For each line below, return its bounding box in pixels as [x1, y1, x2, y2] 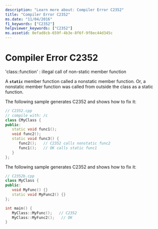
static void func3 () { [11, 136, 59, 141]
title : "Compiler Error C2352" [5, 12, 70, 17]
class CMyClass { [5, 117, 41, 122]
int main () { [5, 205, 32, 210]
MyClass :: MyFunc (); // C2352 [11, 210, 77, 215]
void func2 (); [11, 131, 41, 136]
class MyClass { [5, 178, 39, 183]
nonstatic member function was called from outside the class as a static [5, 83, 153, 89]
